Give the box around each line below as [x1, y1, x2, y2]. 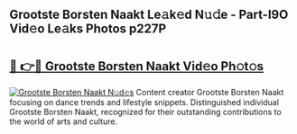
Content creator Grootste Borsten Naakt [135, 87, 284, 97]
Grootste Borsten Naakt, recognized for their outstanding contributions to [9, 107, 282, 117]
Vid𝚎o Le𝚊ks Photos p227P [9, 22, 167, 37]
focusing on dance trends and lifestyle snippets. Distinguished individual [9, 97, 280, 107]
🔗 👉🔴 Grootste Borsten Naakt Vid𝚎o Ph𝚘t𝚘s [9, 58, 265, 74]
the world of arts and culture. [9, 116, 118, 127]
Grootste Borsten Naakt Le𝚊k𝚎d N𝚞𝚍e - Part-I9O [9, 7, 289, 22]
